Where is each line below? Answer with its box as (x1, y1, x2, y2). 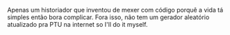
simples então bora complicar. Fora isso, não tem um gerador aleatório (7, 13, 210, 21)
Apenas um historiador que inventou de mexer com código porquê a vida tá (7, 6, 224, 14)
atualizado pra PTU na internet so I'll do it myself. (7, 21, 148, 28)
